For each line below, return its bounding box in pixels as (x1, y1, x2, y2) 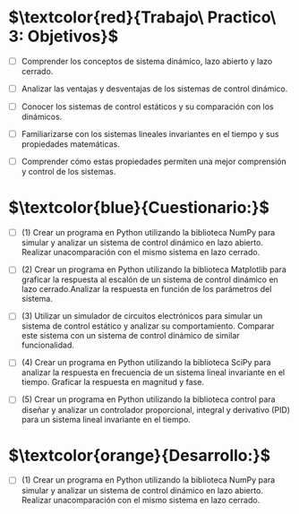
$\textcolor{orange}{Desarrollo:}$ (8, 445, 271, 466)
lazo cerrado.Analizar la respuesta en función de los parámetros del (21, 284, 272, 295)
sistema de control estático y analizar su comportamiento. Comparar (21, 321, 275, 331)
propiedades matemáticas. (21, 139, 120, 150)
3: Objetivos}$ (8, 26, 118, 47)
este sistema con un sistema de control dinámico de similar (21, 330, 241, 341)
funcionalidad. (21, 339, 75, 351)
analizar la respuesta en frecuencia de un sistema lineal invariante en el (21, 367, 286, 378)
